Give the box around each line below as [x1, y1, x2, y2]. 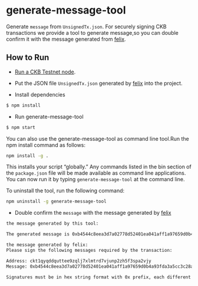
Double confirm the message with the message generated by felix [14, 209, 171, 217]
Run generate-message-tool [14, 113, 84, 120]
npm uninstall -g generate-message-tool [6, 198, 107, 205]
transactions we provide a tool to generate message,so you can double [6, 29, 179, 36]
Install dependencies [14, 91, 66, 98]
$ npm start [6, 124, 35, 130]
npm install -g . [6, 152, 49, 159]
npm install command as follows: [6, 141, 86, 148]
